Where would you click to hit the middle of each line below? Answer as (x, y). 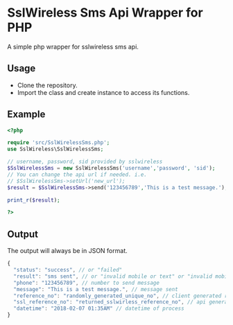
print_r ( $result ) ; (34, 200)
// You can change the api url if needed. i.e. (77, 175)
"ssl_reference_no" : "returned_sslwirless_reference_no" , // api (110, 302)
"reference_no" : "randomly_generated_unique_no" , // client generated (118, 296)
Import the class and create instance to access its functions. (103, 92)
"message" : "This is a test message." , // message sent (96, 289)
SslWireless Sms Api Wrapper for (105, 13)
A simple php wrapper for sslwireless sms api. (73, 46)
